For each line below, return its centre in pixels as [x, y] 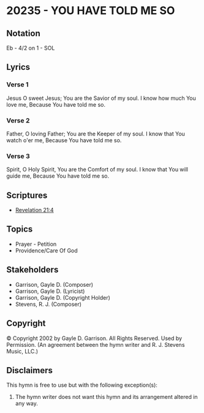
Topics [20, 229]
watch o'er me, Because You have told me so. [64, 140]
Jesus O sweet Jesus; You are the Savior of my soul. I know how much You [101, 98]
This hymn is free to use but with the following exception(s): [82, 385]
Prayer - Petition [36, 244]
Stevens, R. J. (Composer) [48, 304]
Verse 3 [18, 156]
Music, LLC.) [22, 351]
